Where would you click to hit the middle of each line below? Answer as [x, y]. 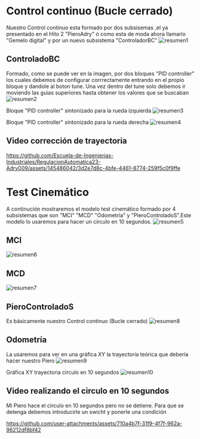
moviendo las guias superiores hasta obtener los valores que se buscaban [98, 92]
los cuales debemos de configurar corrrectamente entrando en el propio [95, 80]
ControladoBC [33, 59]
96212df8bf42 [24, 429]
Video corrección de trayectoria [67, 141]
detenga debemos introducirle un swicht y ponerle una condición [87, 411]
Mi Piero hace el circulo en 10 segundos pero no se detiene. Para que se [95, 406]
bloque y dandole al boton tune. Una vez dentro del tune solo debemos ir [96, 86]
